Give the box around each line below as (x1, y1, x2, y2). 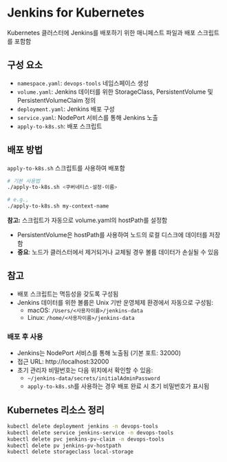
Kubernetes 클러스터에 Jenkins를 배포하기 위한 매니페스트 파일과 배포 (7, 28, 196, 37)
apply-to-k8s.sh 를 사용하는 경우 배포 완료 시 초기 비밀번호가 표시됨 (27, 382, 210, 390)
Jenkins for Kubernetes (7, 5, 144, 21)
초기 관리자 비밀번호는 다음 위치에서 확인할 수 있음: (17, 366, 153, 374)
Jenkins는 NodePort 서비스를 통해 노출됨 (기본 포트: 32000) (17, 349, 181, 357)
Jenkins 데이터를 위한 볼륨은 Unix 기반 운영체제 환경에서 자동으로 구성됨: (17, 298, 214, 306)
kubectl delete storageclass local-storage (7, 448, 134, 456)
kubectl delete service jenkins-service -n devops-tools (7, 429, 174, 436)
